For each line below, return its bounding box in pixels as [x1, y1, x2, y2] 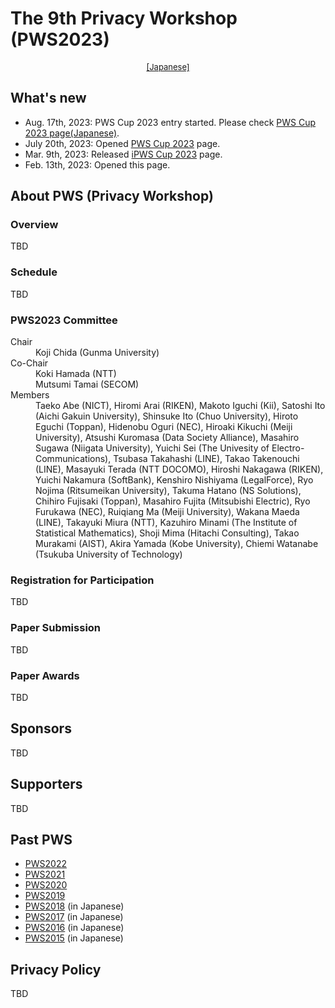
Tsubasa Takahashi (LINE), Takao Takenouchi [113, 453, 300, 465]
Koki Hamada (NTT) [35, 368, 117, 380]
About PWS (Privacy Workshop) [10, 188, 214, 205]
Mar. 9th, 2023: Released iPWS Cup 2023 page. [24, 148, 223, 160]
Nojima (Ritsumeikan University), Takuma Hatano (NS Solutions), [35, 485, 302, 497]
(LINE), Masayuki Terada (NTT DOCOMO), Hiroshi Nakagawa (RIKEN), [35, 463, 324, 476]
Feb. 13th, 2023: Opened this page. [24, 158, 171, 171]
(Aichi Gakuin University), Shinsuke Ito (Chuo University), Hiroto [35, 410, 299, 422]
